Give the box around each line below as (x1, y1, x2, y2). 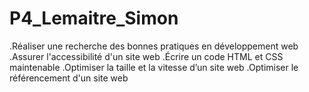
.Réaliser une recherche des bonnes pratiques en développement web (9, 40, 299, 52)
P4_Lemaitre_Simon (9, 7, 179, 30)
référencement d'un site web (9, 72, 129, 84)
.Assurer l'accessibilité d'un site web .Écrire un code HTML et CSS (9, 50, 284, 62)
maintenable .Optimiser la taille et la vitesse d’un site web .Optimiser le (9, 61, 299, 73)
